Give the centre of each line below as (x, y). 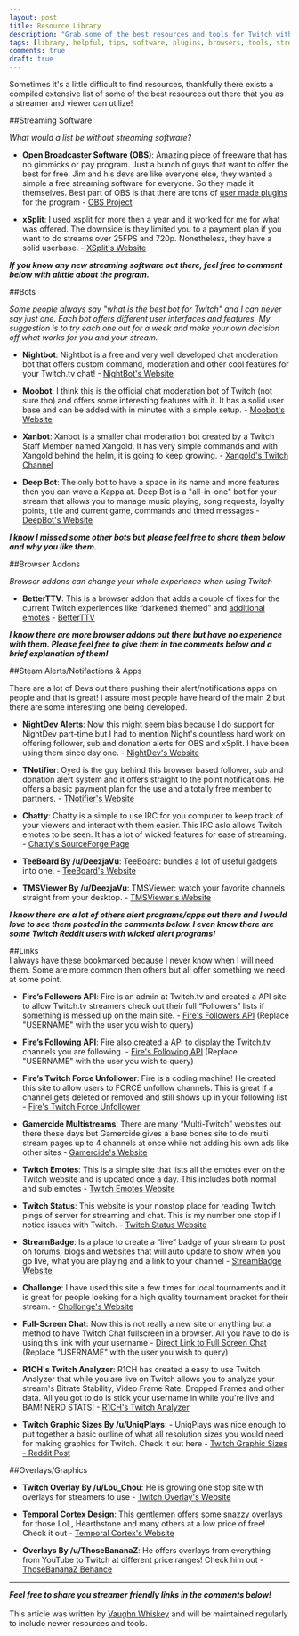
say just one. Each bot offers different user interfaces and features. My (140, 318)
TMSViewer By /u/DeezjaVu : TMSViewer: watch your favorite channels (154, 888)
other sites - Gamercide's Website (85, 1152)
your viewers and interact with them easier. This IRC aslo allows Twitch (152, 825)
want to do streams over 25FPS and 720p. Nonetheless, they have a (147, 238)
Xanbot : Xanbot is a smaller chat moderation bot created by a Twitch (148, 436)
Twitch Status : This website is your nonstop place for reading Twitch (149, 1206)
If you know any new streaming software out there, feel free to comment (146, 265)
